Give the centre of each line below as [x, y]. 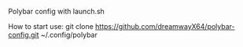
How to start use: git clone [51, 26]
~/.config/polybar [69, 35]
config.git [24, 35]
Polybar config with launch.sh [56, 11]
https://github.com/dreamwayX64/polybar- [165, 26]
